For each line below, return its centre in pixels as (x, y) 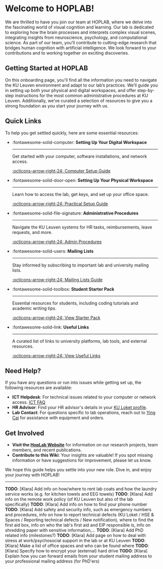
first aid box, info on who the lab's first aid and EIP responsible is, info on (78, 525)
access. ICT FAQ (29, 402)
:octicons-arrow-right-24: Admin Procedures (57, 242)
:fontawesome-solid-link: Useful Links (50, 327)
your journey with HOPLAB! (32, 475)
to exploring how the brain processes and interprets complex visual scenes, (81, 32)
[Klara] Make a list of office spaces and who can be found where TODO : (77, 546)
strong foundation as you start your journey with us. (57, 106)
